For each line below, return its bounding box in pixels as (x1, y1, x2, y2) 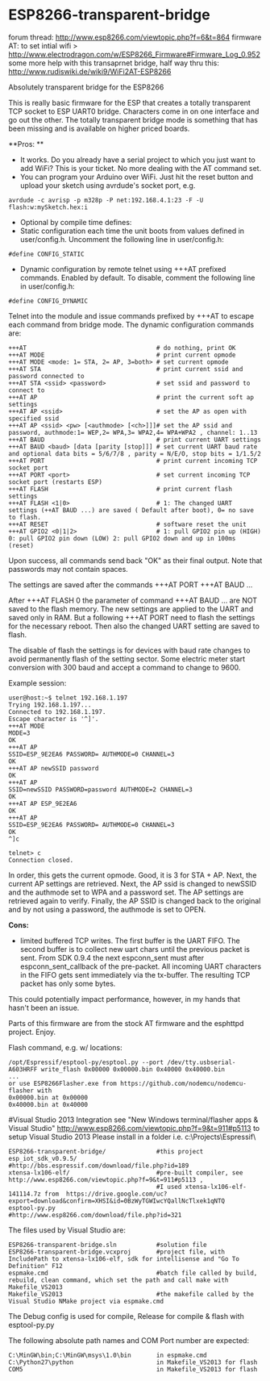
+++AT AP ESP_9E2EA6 (8, 799, 78, 807)
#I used (156, 1183, 182, 1191)
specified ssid (8, 414, 60, 423)
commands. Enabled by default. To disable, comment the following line (19, 273, 255, 282)
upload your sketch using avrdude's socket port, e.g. (19, 180, 196, 190)
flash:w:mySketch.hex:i (8, 203, 89, 211)
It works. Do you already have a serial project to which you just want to (19, 155, 255, 165)
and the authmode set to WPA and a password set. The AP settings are (8, 887, 244, 897)
